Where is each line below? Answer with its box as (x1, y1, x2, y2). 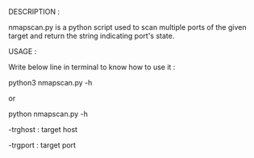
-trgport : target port (8, 140, 77, 150)
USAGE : (8, 47, 37, 56)
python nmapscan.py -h (8, 109, 89, 118)
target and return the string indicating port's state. (8, 31, 175, 40)
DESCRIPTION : (8, 7, 60, 16)
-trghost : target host (8, 125, 78, 134)
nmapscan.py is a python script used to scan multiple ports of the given (8, 23, 247, 31)
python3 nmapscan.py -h (8, 78, 93, 87)
